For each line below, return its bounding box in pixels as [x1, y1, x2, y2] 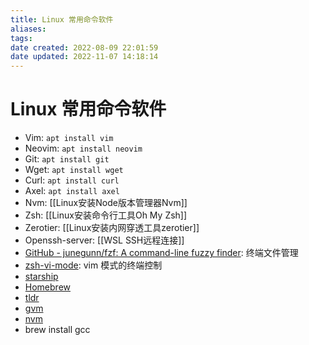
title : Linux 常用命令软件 [10, 14, 114, 25]
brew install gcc [24, 324, 91, 336]
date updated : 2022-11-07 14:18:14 [10, 52, 159, 62]
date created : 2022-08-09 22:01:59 [10, 42, 159, 53]
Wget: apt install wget [24, 164, 124, 176]
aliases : [10, 24, 47, 34]
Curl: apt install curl [24, 174, 120, 186]
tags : [10, 33, 33, 43]
